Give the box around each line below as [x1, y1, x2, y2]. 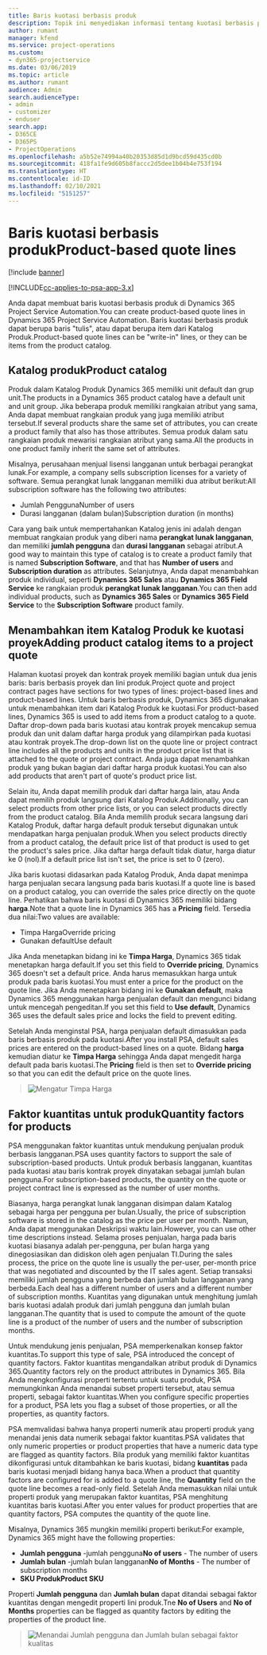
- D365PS [8, 137, 37, 146]
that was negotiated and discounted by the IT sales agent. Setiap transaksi [8, 1267, 253, 1276]
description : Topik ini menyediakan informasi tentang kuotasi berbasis [8, 19, 254, 27]
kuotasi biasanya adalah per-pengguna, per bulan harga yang [8, 1241, 210, 1250]
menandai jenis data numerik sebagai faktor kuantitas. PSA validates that [8, 1433, 245, 1442]
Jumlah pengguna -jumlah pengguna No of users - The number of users [19, 1548, 258, 1558]
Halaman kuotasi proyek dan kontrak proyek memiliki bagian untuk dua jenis [8, 670, 257, 679]
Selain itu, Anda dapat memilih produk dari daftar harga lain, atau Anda [8, 787, 240, 796]
